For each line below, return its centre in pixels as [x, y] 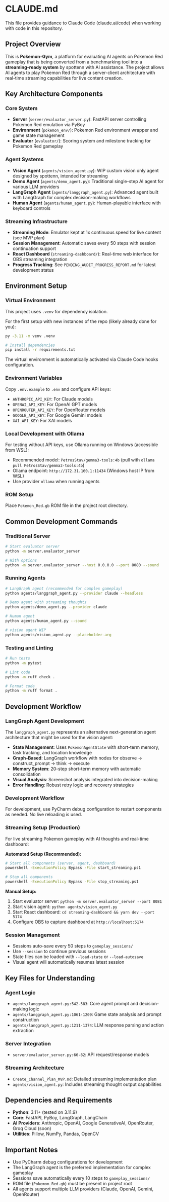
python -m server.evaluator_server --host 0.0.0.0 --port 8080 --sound [82, 565]
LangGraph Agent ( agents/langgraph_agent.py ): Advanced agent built [86, 192]
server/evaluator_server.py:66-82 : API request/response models [81, 1054]
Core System [21, 108]
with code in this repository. [34, 28]
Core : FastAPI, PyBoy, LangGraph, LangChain [60, 1118]
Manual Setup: [21, 891]
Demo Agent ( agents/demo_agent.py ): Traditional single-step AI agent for [88, 181]
